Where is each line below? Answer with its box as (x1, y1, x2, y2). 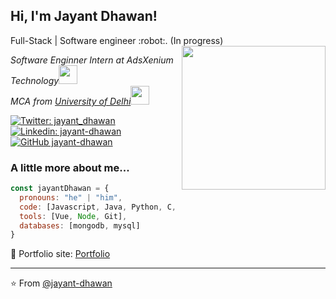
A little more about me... (10, 160, 130, 174)
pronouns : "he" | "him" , (19, 192, 123, 203)
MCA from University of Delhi (10, 95, 132, 107)
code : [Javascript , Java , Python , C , (19, 202, 177, 212)
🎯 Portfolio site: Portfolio (10, 248, 111, 260)
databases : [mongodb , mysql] (19, 220, 141, 231)
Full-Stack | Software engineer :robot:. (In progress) (10, 34, 224, 46)
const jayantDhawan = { (10, 184, 110, 194)
